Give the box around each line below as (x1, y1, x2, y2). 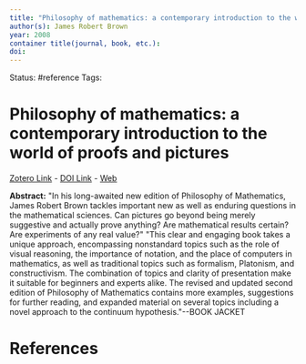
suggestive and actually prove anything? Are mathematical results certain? (9, 219, 290, 230)
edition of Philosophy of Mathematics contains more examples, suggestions (9, 288, 294, 298)
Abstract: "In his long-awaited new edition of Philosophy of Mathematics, (9, 190, 287, 201)
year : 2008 (9, 30, 51, 39)
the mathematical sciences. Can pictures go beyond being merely (9, 210, 256, 221)
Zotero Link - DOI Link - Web (9, 173, 117, 184)
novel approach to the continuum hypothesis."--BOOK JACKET (9, 307, 246, 318)
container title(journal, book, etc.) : (9, 38, 161, 48)
